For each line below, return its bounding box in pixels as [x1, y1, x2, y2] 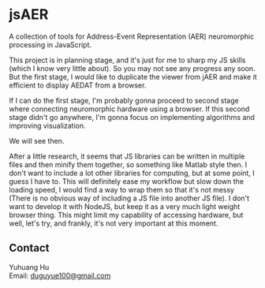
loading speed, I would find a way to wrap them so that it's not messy [9, 185, 235, 194]
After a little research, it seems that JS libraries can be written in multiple [9, 151, 245, 161]
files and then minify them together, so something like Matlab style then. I [9, 159, 248, 169]
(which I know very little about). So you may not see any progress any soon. [9, 63, 256, 73]
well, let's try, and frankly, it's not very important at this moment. [9, 219, 218, 228]
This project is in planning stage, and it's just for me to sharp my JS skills [9, 55, 246, 65]
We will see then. [9, 136, 65, 145]
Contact [9, 241, 50, 255]
